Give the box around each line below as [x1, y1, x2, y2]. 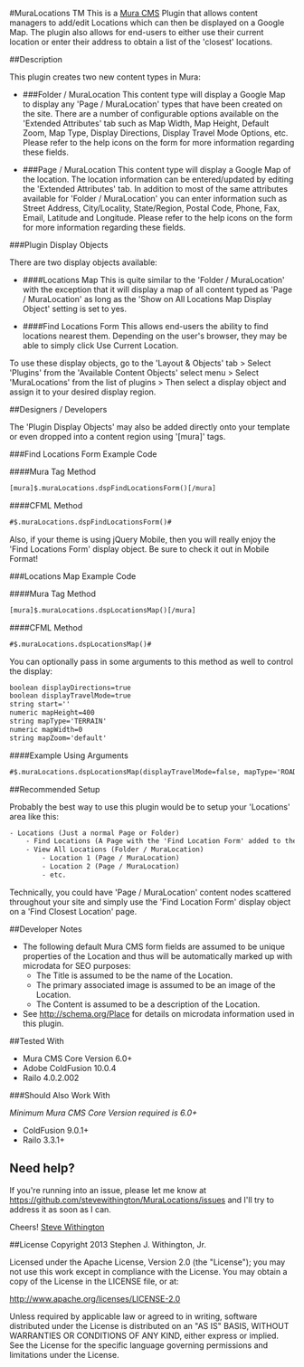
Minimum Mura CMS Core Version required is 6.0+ [9, 1107, 197, 1118]
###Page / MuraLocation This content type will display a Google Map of [22, 165, 291, 175]
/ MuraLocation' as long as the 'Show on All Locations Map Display [22, 294, 272, 304]
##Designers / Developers [9, 404, 108, 414]
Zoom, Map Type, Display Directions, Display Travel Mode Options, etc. [22, 128, 289, 138]
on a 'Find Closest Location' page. [9, 906, 138, 916]
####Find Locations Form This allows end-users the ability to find [22, 321, 269, 331]
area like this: [9, 811, 59, 821]
